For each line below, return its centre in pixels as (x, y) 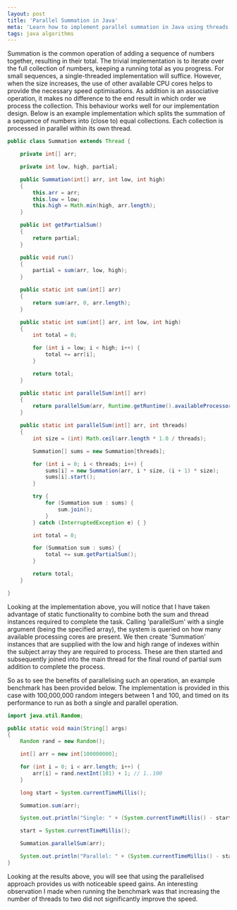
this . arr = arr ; (56, 192)
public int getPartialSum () (61, 225)
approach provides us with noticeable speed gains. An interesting (103, 884)
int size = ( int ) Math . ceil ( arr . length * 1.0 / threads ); (120, 438)
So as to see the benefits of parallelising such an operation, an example (111, 680)
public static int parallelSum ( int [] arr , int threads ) (104, 426)
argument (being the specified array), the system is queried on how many (114, 629)
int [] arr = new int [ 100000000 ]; (69, 754)
